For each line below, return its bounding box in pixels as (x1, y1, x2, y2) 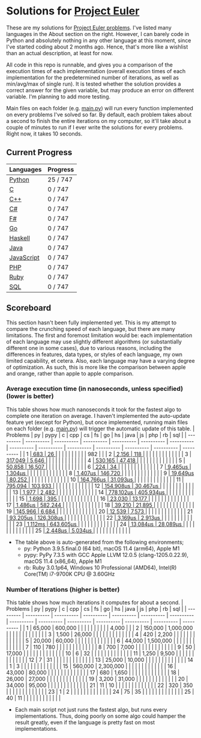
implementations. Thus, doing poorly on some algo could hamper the (14, 712, 186, 720)
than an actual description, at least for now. (6, 49, 113, 56)
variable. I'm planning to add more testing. (6, 93, 111, 100)
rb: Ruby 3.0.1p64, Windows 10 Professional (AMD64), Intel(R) (23, 564, 177, 571)
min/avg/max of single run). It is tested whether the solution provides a (6, 80, 181, 88)
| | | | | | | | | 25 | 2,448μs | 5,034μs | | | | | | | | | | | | (6, 526, 131, 534)
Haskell (9, 234, 30, 242)
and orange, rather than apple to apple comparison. (6, 370, 134, 377)
